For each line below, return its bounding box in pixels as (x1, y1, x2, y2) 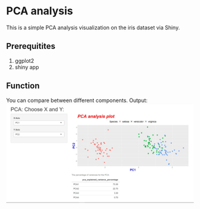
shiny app (14, 63, 39, 70)
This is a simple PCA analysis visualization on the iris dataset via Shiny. (6, 24, 180, 31)
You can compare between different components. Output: (6, 97, 148, 104)
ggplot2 (14, 57, 35, 64)
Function (6, 81, 40, 91)
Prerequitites (6, 41, 55, 51)
